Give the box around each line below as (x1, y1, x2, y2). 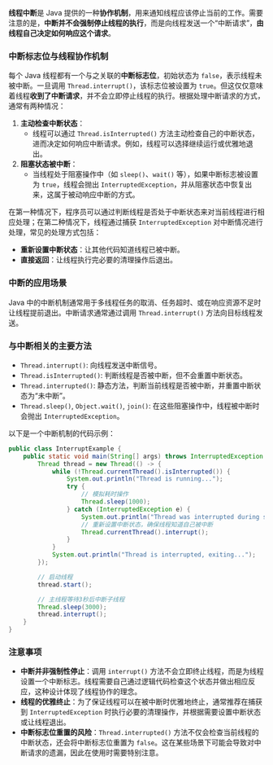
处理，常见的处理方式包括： (8, 227, 102, 237)
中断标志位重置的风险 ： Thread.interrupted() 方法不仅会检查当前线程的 (19, 728, 259, 737)
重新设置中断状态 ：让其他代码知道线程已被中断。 (19, 244, 184, 255)
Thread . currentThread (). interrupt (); (80, 528, 209, 536)
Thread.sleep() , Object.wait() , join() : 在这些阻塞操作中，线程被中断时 (19, 401, 260, 411)
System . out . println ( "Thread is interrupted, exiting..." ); (51, 551, 256, 559)
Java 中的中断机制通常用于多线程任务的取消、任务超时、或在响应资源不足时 (8, 297, 262, 307)
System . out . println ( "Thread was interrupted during (80, 512, 260, 521)
